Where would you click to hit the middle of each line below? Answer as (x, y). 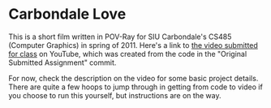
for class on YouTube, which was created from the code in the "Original (128, 54)
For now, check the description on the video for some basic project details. (133, 78)
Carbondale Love (67, 14)
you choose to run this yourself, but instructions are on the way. (115, 95)
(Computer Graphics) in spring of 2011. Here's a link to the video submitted (133, 45)
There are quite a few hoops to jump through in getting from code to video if (136, 87)
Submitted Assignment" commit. (62, 63)
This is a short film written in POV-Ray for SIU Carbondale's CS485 (120, 37)
